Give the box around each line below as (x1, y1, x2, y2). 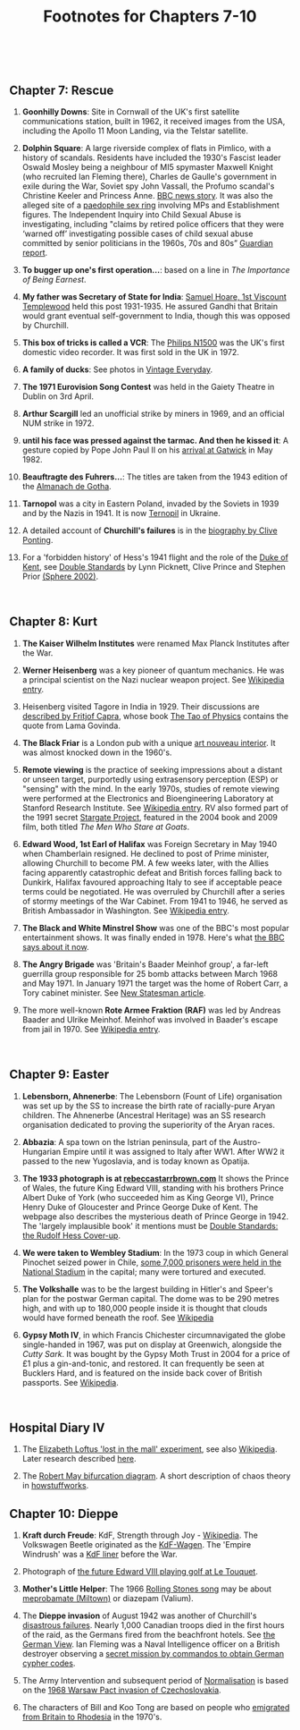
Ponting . (21, 535, 54, 545)
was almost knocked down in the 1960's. (21, 747, 172, 758)
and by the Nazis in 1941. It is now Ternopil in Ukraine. (21, 508, 221, 518)
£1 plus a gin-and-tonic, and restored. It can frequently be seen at (21, 1358, 265, 1369)
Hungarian (21, 1146, 62, 1157)
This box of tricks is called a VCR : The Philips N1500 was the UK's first (21, 337, 286, 348)
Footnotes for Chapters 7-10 (43, 6, 257, 27)
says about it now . (21, 941, 89, 952)
